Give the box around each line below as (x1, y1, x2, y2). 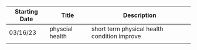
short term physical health (91, 25, 164, 33)
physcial (49, 25, 73, 33)
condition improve (91, 32, 141, 40)
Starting (14, 8, 38, 15)
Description (123, 11, 157, 19)
